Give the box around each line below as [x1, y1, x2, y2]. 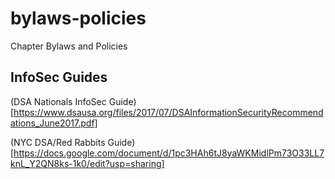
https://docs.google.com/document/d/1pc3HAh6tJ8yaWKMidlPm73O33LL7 [13, 147, 325, 159]
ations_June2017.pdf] [10, 117, 98, 129]
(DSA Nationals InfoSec [10, 95, 107, 107]
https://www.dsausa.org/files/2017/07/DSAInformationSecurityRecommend [13, 106, 324, 118]
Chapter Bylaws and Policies [10, 40, 128, 52]
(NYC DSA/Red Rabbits [10, 136, 106, 148]
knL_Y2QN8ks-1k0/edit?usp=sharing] [10, 157, 165, 169]
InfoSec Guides [10, 69, 108, 86]
